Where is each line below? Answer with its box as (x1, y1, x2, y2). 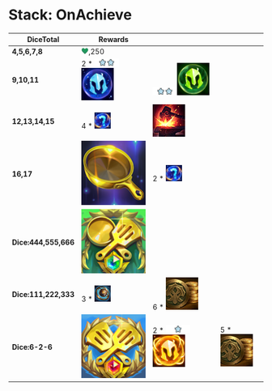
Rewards (98, 35, 130, 45)
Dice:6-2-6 (11, 342, 53, 351)
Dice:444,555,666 (11, 237, 75, 247)
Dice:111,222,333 (11, 290, 75, 300)
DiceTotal (27, 35, 60, 45)
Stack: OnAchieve (8, 6, 132, 24)
